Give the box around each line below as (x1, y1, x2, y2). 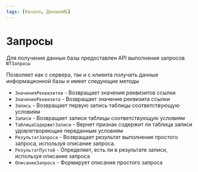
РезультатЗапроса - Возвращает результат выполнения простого (14, 133, 178, 140)
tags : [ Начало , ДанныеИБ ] (6, 8, 70, 15)
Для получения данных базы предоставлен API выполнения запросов (6, 54, 185, 62)
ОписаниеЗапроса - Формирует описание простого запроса (14, 159, 163, 166)
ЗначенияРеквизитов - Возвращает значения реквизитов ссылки (14, 89, 176, 96)
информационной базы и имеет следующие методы (6, 77, 140, 84)
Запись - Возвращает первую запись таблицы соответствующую (14, 102, 180, 109)
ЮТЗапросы (6, 60, 31, 66)
